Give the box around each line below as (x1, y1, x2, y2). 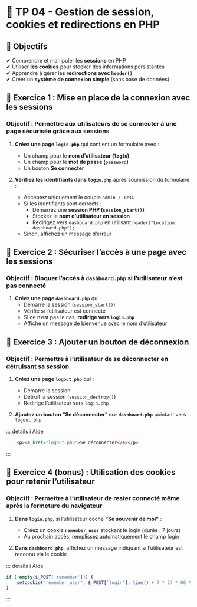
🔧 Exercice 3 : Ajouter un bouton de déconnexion (6, 337, 189, 347)
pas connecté (6, 281, 46, 290)
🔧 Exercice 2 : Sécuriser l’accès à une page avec (6, 247, 187, 257)
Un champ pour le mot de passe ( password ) (23, 158, 129, 165)
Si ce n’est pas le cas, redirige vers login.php (23, 314, 134, 321)
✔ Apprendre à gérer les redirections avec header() (6, 70, 133, 76)
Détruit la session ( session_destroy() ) (23, 393, 116, 401)
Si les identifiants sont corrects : (23, 200, 102, 207)
